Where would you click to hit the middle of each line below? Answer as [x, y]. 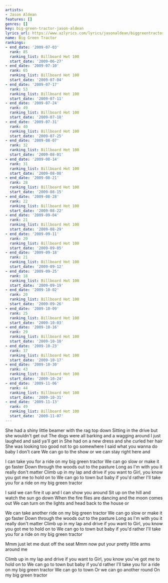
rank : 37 [19, 351]
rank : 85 [19, 52]
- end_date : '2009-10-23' [32, 346]
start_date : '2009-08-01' [37, 155]
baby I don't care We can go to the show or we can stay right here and [78, 451]
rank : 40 [19, 127]
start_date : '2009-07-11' [37, 98]
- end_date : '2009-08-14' [32, 159]
